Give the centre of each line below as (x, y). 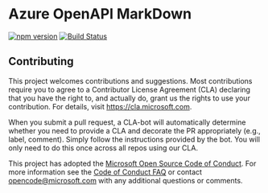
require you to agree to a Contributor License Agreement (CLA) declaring (130, 89)
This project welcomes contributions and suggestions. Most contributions (130, 80)
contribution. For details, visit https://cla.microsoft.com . (100, 106)
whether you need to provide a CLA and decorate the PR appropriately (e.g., (135, 130)
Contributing (41, 62)
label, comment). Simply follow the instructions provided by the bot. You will (134, 139)
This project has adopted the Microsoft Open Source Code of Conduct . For (132, 163)
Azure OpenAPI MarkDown (100, 14)
